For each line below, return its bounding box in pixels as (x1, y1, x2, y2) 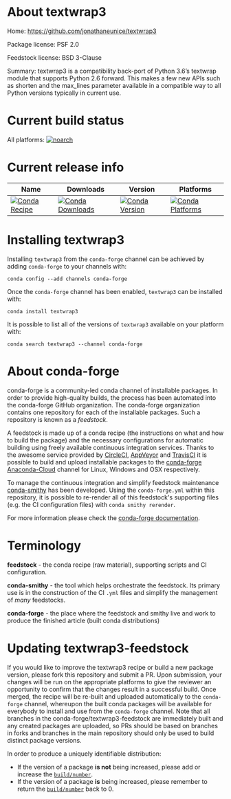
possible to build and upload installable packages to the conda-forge (7, 458, 202, 466)
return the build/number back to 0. (16, 785, 114, 793)
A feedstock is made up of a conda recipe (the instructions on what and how (7, 429, 224, 437)
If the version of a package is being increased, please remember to (16, 777, 208, 785)
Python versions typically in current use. (7, 89, 122, 97)
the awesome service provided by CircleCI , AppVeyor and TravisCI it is (7, 451, 208, 459)
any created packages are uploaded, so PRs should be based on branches (7, 721, 219, 730)
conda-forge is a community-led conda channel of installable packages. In (7, 386, 218, 394)
